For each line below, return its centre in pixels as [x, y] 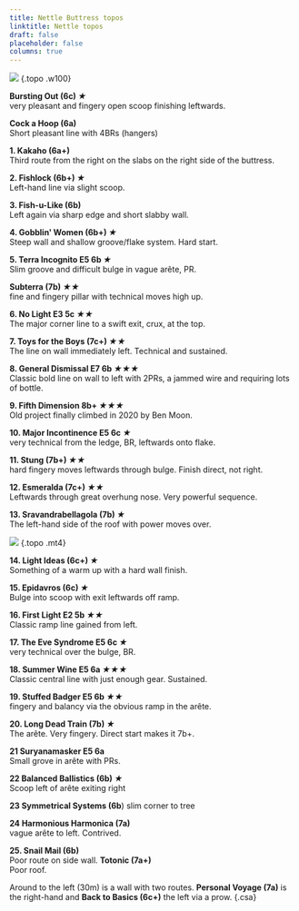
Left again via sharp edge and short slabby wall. [99, 215]
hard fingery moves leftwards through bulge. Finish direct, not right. [136, 470]
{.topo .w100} [46, 79]
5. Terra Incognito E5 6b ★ [60, 260]
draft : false [34, 35]
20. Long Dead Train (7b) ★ [62, 724]
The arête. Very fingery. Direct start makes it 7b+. [102, 734]
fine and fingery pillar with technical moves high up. [106, 297]
